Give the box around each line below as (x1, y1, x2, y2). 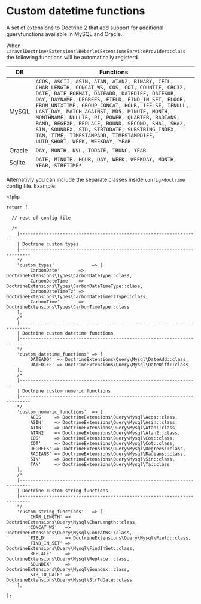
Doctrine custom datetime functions (22, 330, 114, 336)
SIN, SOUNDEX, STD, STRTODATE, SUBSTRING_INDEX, (35, 126, 177, 133)
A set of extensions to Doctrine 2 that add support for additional (6, 24, 164, 31)
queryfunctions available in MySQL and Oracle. (6, 30, 123, 37)
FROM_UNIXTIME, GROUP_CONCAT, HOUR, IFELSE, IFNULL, (35, 102, 190, 109)
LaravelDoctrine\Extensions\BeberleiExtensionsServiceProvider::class (6, 48, 186, 55)
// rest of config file (11, 215, 71, 221)
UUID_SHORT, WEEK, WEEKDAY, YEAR (35, 138, 131, 145)
